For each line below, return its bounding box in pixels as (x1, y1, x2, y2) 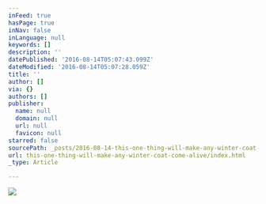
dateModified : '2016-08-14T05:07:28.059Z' (8, 63, 150, 71)
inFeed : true (8, 11, 51, 20)
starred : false (8, 136, 59, 145)
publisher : (8, 100, 44, 108)
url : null (15, 122, 47, 130)
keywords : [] (8, 41, 51, 49)
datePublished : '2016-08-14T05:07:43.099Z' (8, 56, 154, 64)
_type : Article (8, 159, 59, 167)
